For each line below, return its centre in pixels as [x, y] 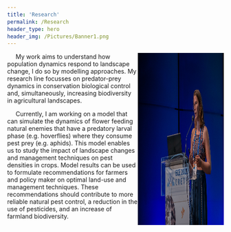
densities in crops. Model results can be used [71, 165]
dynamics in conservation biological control [69, 86]
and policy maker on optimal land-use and [67, 180]
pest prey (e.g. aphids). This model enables [69, 143]
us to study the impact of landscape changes [71, 151]
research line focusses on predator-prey [64, 78]
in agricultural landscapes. [45, 101]
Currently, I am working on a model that [71, 114]
